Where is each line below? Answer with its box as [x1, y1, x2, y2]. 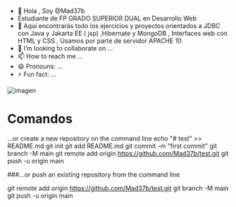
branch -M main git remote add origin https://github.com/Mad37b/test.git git [7, 149, 229, 158]
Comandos [7, 111, 73, 127]
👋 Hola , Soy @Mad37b [17, 7, 85, 15]
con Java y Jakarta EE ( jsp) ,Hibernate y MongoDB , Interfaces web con [17, 29, 228, 37]
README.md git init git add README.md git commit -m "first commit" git [7, 142, 217, 150]
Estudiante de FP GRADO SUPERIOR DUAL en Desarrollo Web [17, 14, 197, 23]
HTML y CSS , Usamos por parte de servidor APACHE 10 [17, 37, 182, 45]
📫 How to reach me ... [17, 52, 83, 60]
